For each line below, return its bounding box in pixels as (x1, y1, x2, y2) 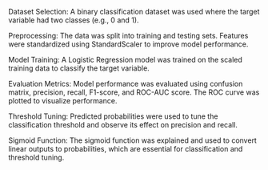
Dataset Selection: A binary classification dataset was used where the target (8, 7, 260, 16)
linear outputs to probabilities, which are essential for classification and (8, 144, 243, 153)
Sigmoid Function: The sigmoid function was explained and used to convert (8, 136, 258, 145)
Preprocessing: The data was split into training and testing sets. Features (8, 31, 249, 40)
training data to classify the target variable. (8, 63, 150, 73)
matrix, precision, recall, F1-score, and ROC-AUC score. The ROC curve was (8, 87, 260, 97)
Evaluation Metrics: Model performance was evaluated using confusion (8, 79, 243, 88)
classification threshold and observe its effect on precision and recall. (8, 120, 238, 129)
